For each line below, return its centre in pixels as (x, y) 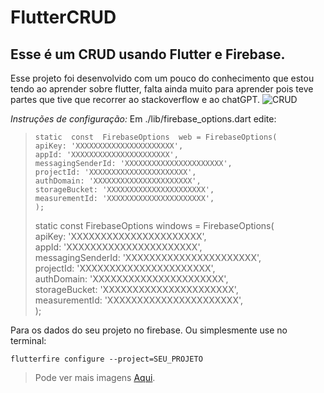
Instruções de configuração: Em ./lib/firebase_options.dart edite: (143, 119)
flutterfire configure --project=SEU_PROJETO (106, 359)
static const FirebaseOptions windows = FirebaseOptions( (154, 225)
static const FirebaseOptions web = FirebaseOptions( (156, 137)
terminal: (28, 340)
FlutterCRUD (63, 17)
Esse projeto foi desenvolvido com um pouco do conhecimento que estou (162, 78)
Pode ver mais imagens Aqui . (95, 377)
